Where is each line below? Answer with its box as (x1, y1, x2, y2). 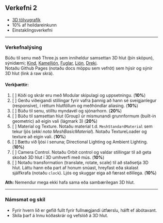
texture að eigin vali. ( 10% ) (12, 134, 66, 140)
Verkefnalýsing (5, 44, 42, 51)
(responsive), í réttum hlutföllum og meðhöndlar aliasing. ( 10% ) (12, 103, 138, 109)
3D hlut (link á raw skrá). (5, 71, 54, 76)
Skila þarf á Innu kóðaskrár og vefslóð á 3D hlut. (12, 212, 108, 218)
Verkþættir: (5, 81, 29, 87)
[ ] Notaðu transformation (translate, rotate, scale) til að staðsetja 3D (12, 160, 149, 166)
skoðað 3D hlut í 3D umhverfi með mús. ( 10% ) (12, 154, 105, 160)
